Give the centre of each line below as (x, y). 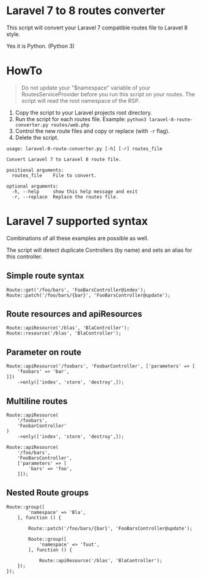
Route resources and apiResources (74, 314)
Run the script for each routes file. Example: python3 (81, 119)
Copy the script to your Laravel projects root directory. (84, 112)
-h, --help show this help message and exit (75, 191)
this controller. (24, 256)
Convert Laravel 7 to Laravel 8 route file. (64, 159)
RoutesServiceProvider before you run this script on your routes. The (108, 94)
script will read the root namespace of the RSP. (81, 100)
